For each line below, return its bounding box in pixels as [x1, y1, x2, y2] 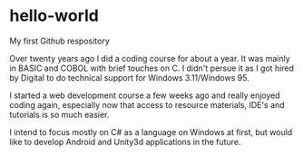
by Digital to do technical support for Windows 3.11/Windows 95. [9, 72, 249, 83]
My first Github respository [9, 35, 111, 46]
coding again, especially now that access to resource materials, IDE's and [9, 99, 285, 110]
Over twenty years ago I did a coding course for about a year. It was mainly [9, 53, 290, 63]
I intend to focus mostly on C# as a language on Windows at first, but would [9, 126, 293, 137]
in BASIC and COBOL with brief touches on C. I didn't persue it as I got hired [9, 63, 295, 73]
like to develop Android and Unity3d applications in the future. [9, 136, 241, 147]
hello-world [9, 5, 100, 26]
